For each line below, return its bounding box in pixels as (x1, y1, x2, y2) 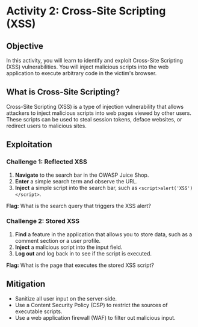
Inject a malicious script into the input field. (14, 243, 123, 251)
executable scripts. (14, 308, 63, 315)
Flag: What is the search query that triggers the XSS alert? (6, 202, 152, 209)
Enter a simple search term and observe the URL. (14, 177, 138, 185)
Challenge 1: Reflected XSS (6, 157, 87, 166)
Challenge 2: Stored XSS (6, 217, 80, 225)
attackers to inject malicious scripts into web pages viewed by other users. (6, 109, 191, 117)
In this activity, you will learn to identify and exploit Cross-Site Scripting (6, 57, 184, 64)
